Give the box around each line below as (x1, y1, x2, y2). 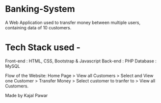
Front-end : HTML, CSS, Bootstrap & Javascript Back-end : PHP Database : (5, 58, 157, 64)
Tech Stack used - (5, 42, 81, 53)
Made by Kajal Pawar (5, 92, 48, 98)
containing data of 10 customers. (5, 24, 72, 30)
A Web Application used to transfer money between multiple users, (5, 20, 141, 25)
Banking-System (5, 3, 75, 15)
